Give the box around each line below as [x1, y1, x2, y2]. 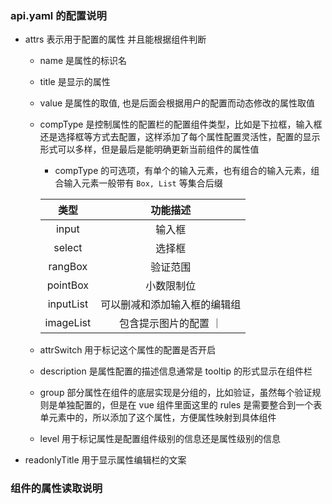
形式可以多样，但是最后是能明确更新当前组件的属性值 [39, 143, 260, 156]
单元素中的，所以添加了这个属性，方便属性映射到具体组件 [39, 412, 277, 424]
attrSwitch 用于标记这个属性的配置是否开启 [39, 344, 217, 356]
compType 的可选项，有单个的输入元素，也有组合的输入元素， [54, 165, 312, 177]
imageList [44, 316, 92, 330]
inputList [47, 297, 89, 311]
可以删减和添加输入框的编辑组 [100, 298, 242, 312]
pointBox [46, 278, 90, 292]
